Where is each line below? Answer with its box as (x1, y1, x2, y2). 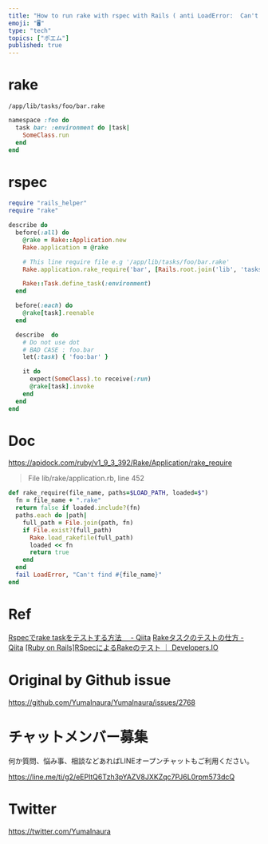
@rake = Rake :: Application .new (22, 236, 127, 244)
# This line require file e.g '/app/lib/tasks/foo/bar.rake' (22, 257, 230, 266)
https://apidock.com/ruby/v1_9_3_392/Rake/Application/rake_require (8, 458, 233, 468)
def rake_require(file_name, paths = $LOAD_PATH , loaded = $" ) (8, 489, 209, 497)
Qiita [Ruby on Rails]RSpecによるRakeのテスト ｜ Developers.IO (8, 643, 219, 652)
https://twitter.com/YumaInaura (8, 826, 112, 836)
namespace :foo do (8, 117, 69, 125)
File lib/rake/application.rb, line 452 (27, 473, 145, 484)
